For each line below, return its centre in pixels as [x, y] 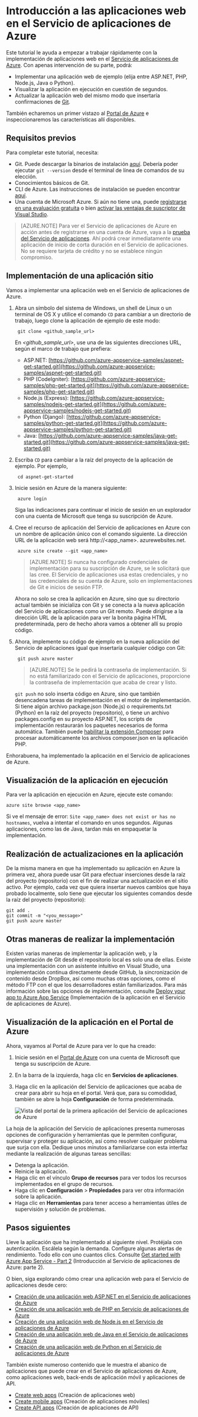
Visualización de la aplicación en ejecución [87, 780]
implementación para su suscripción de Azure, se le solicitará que [110, 568]
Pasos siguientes [38, 1228]
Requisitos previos [41, 138]
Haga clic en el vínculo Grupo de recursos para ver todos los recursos [101, 1178]
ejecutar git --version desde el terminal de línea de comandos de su [99, 170]
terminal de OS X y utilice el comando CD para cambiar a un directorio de [103, 314]
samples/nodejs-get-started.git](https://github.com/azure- [95, 404]
